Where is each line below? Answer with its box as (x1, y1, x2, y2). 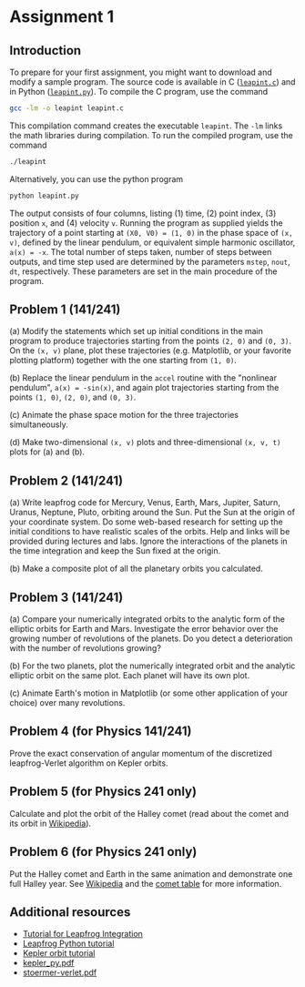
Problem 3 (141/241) (9, 589, 124, 605)
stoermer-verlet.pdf (22, 967, 97, 978)
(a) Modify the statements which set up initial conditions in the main (9, 326, 264, 337)
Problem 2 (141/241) (9, 473, 124, 488)
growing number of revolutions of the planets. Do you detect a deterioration (9, 633, 293, 644)
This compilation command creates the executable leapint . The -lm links (9, 120, 283, 131)
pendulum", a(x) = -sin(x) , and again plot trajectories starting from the (9, 382, 280, 393)
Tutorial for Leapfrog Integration (22, 929, 144, 940)
